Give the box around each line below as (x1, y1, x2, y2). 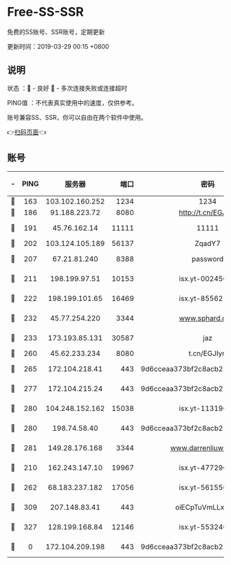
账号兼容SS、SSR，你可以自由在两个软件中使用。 (7, 113, 147, 121)
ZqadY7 (195, 239, 221, 248)
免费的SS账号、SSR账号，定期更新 (7, 27, 105, 36)
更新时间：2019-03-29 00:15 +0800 (7, 42, 109, 50)
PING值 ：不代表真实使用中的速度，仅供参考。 (7, 98, 138, 107)
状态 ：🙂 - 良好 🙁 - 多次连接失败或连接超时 (7, 84, 127, 92)
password (191, 254, 224, 263)
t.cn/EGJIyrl (188, 348, 227, 358)
